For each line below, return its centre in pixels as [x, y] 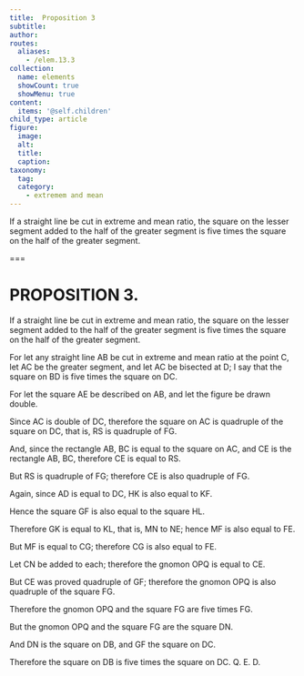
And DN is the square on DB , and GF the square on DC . [113, 644]
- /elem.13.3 [51, 60]
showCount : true [48, 86]
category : [36, 187]
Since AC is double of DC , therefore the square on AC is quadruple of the [147, 421]
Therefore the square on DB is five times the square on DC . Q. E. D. [135, 661]
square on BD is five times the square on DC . [93, 376]
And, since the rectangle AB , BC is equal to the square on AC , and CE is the [151, 449]
